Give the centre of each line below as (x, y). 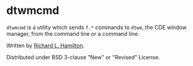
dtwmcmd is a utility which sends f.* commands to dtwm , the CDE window (97, 27)
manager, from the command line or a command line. (73, 33)
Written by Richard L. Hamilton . (46, 45)
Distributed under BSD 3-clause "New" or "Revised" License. (83, 57)
